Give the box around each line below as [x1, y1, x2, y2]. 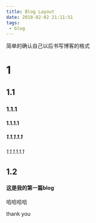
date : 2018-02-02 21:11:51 [6, 14, 73, 20]
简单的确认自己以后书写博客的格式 [6, 42, 90, 49]
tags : [6, 20, 20, 26]
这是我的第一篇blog [6, 184, 55, 191]
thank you [6, 211, 31, 218]
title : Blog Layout [6, 8, 55, 15]
